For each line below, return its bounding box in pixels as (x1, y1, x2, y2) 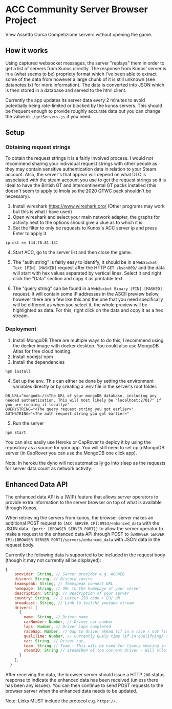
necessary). (5, 193, 31, 199)
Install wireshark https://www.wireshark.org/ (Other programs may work (12, 203, 165, 210)
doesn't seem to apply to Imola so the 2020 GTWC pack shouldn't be (5, 188, 152, 194)
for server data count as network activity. (5, 465, 93, 471)
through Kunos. (5, 505, 38, 511)
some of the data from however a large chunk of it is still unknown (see (5, 76, 155, 82)
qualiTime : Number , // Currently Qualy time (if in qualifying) (24, 634, 164, 639)
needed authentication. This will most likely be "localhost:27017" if (5, 398, 161, 403)
